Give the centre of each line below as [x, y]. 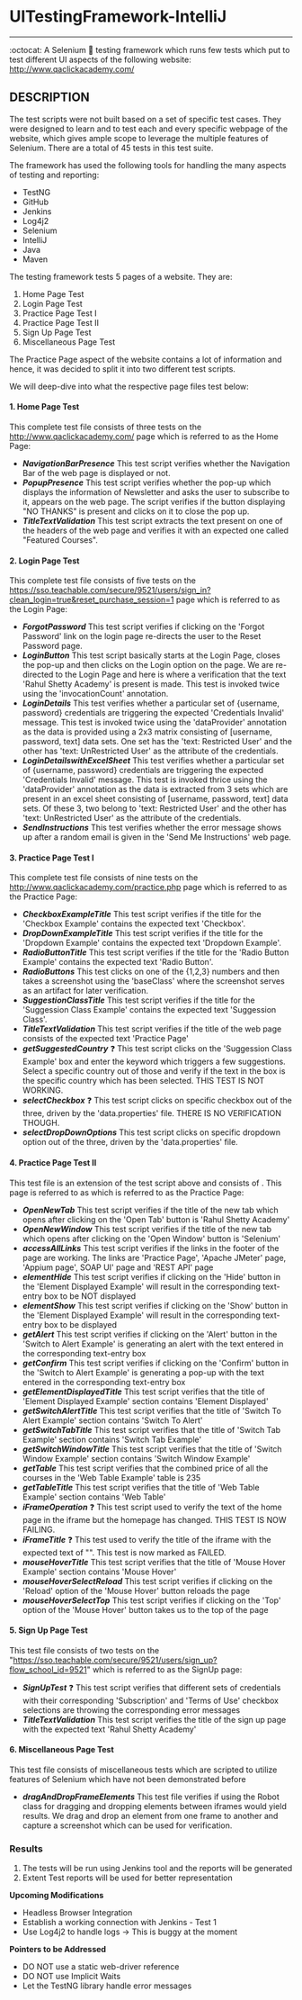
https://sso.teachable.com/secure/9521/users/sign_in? [110, 590]
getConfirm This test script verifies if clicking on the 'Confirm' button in [155, 1363]
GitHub [36, 202]
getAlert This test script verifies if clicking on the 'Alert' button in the [150, 1334]
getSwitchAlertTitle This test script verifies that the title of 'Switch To [151, 1410]
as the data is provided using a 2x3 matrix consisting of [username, [147, 732]
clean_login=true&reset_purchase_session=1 [92, 599]
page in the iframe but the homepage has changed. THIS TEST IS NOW [154, 1519]
